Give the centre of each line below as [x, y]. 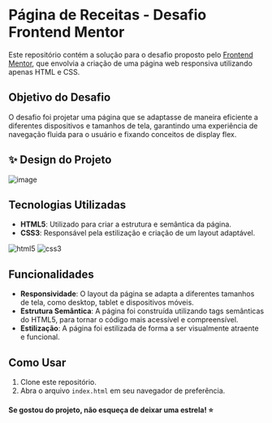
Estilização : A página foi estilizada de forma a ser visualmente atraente [139, 328]
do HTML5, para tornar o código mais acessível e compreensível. [129, 320]
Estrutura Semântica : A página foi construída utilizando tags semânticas [142, 311]
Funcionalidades [52, 274]
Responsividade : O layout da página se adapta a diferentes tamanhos [137, 294]
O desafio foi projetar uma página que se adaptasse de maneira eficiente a [133, 117]
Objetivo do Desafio [60, 98]
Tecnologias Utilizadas [67, 205]
